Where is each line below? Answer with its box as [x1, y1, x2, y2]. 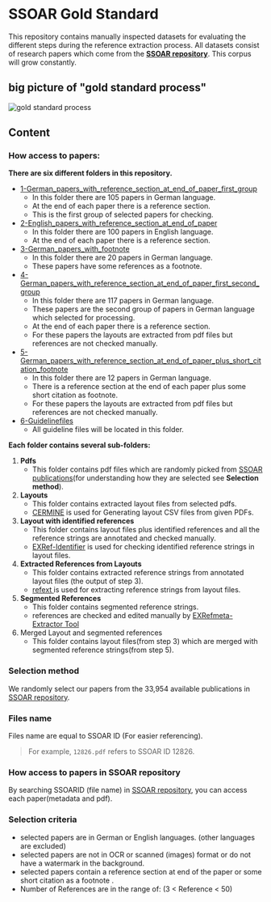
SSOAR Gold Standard [8, 5, 159, 23]
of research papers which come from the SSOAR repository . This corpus [8, 49, 252, 58]
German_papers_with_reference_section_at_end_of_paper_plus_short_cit [19, 356, 262, 366]
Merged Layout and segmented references [19, 628, 163, 637]
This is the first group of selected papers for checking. [31, 210, 214, 219]
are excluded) [19, 841, 67, 850]
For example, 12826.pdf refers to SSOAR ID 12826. [27, 747, 195, 756]
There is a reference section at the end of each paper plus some [31, 382, 247, 392]
